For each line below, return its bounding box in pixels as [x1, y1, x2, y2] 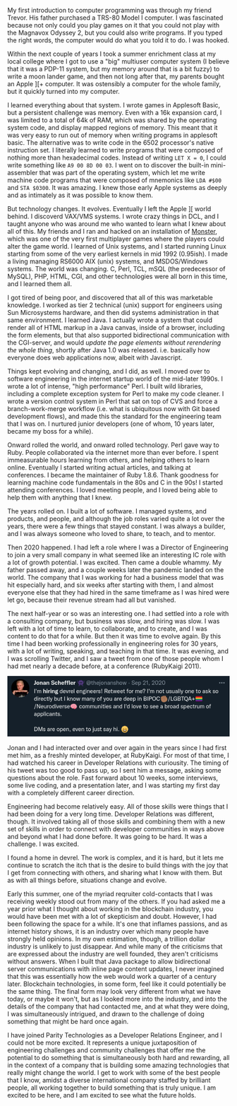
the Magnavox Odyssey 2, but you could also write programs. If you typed [7, 28, 223, 37]
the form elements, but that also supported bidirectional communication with [7, 331, 230, 339]
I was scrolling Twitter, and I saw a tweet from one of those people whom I [7, 655, 224, 662]
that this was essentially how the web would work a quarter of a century [7, 972, 217, 980]
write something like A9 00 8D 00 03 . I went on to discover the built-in [7, 161, 209, 169]
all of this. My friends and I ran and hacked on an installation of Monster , [7, 227, 217, 235]
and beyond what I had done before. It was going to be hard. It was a [7, 832, 208, 840]
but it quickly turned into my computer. [7, 88, 120, 95]
